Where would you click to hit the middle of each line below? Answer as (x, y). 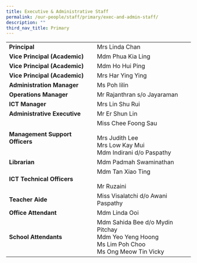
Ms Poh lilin (113, 85)
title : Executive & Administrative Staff (57, 11)
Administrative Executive (45, 114)
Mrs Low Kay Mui (120, 146)
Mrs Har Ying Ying (122, 76)
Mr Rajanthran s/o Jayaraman (137, 95)
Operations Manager (39, 95)
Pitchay (107, 230)
